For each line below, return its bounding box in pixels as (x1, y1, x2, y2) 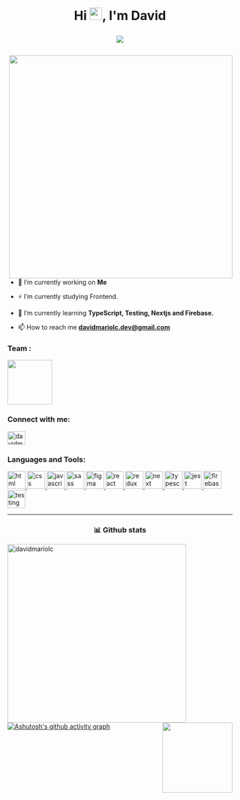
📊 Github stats (94, 525, 146, 535)
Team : (7, 343, 32, 353)
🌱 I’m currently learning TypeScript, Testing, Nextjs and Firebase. (17, 309, 214, 318)
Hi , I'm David (74, 8, 166, 24)
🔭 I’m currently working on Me (17, 278, 107, 287)
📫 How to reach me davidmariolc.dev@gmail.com (17, 323, 170, 332)
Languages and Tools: (7, 454, 86, 464)
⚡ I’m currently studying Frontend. (17, 293, 119, 301)
